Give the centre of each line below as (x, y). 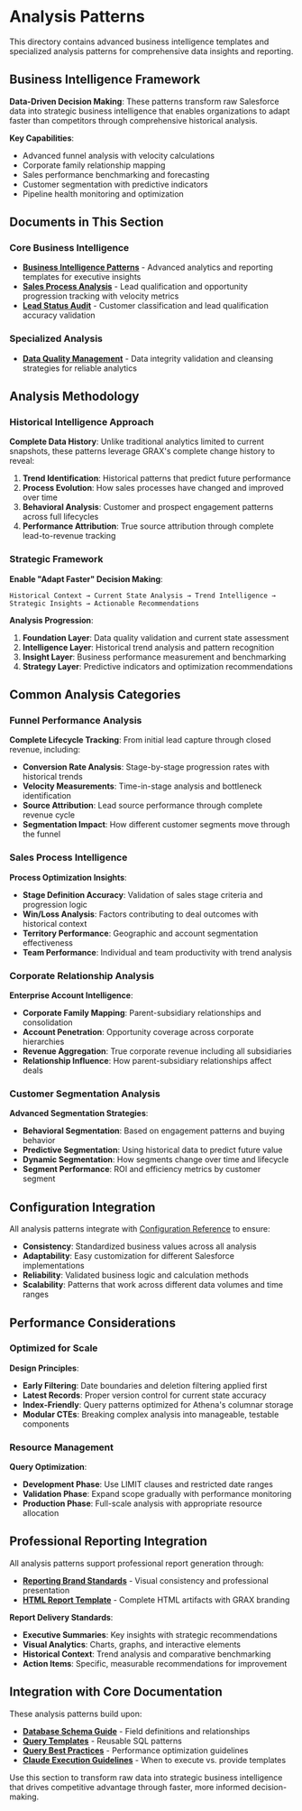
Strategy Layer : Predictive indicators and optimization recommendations (157, 666)
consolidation (48, 1022)
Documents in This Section (87, 222)
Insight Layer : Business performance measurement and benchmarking (154, 657)
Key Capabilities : (42, 138)
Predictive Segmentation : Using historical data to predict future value (152, 1150)
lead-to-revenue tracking (69, 536)
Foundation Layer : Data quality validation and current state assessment (156, 637)
